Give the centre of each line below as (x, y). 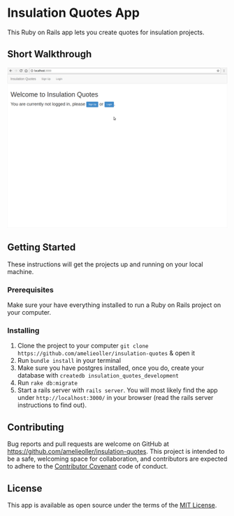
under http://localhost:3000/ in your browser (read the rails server (115, 398)
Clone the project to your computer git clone (83, 346)
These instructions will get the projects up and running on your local (105, 264)
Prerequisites (30, 289)
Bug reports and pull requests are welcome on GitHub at (88, 444)
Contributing (36, 427)
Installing (23, 330)
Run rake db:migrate (47, 383)
